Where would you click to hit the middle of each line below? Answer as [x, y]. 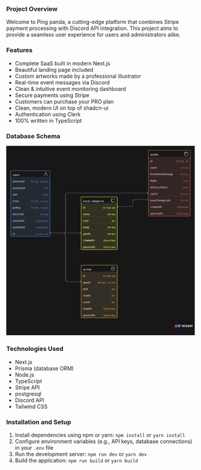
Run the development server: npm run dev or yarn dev [81, 454]
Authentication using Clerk [48, 114]
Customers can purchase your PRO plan [64, 101]
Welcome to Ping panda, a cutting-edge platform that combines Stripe [93, 22]
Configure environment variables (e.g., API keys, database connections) [103, 441]
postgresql [28, 393]
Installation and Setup [39, 422]
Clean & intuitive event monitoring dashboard [71, 89]
